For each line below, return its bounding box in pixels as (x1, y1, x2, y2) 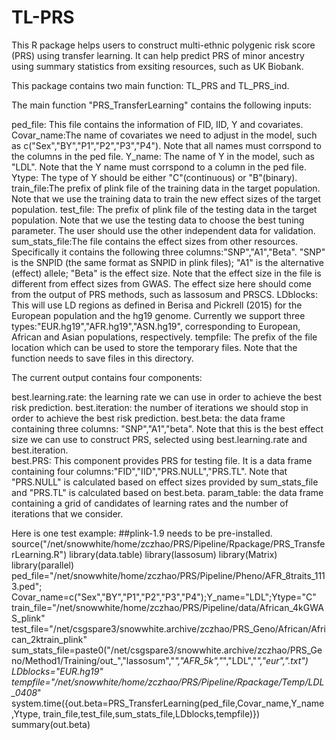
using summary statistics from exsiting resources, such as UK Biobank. (11, 60, 304, 72)
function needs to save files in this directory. (11, 352, 194, 364)
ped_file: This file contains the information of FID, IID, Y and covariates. (11, 118, 304, 130)
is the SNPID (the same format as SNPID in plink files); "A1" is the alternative (11, 256, 324, 268)
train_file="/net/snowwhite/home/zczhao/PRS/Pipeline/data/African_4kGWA (11, 601, 324, 613)
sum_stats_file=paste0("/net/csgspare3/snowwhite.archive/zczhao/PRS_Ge (11, 644, 323, 656)
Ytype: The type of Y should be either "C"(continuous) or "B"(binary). (11, 171, 298, 183)
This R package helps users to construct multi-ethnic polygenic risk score (11, 39, 316, 51)
